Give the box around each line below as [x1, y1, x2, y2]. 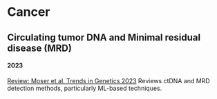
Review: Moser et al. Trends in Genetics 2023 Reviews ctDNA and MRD [7, 76, 210, 85]
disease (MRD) [7, 42, 73, 54]
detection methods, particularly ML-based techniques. [7, 84, 162, 92]
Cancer [7, 4, 50, 20]
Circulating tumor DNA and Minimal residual [7, 32, 201, 43]
